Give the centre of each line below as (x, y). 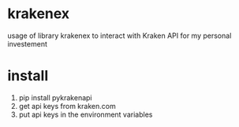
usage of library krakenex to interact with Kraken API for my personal (119, 35)
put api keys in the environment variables (86, 114)
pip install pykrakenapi (55, 97)
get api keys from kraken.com (67, 106)
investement (28, 43)
